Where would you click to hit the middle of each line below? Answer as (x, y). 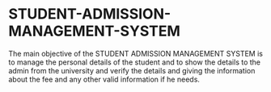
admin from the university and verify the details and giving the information (132, 70)
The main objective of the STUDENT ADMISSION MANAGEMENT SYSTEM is (135, 53)
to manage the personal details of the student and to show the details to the (135, 62)
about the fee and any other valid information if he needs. (104, 79)
